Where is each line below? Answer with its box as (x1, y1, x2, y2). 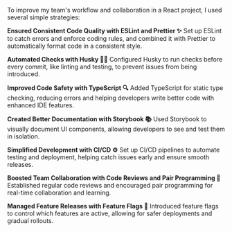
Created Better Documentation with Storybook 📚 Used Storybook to (7, 115, 207, 123)
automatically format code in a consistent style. (7, 42, 143, 50)
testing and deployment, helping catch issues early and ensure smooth (7, 153, 210, 161)
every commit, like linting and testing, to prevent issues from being (7, 62, 197, 71)
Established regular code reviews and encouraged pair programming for (7, 181, 213, 189)
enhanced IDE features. (7, 101, 75, 109)
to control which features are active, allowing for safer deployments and (7, 209, 213, 217)
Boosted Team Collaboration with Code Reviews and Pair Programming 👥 (7, 174, 221, 182)
